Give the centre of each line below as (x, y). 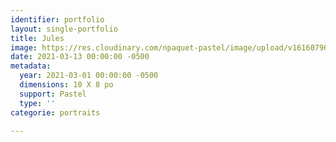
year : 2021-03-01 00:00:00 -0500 (89, 76)
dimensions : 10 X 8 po (66, 85)
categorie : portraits (55, 112)
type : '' (37, 103)
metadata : (31, 66)
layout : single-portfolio (64, 29)
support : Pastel (53, 94)
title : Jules (37, 38)
